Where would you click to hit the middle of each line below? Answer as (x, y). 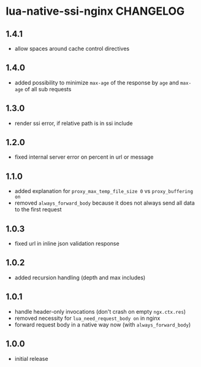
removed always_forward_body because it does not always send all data (105, 203)
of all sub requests (48, 89)
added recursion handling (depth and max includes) (80, 278)
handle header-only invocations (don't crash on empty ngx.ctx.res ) (100, 311)
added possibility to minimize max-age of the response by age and (97, 82)
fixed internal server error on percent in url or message (84, 157)
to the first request (38, 210)
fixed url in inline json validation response (67, 244)
